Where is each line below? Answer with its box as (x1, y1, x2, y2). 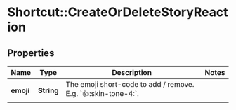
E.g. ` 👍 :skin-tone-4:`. (65, 89, 139, 98)
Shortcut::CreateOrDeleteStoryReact (7, 4, 228, 20)
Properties (7, 47, 55, 59)
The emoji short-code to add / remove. (65, 80, 195, 89)
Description (112, 68, 152, 77)
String (37, 85, 59, 95)
